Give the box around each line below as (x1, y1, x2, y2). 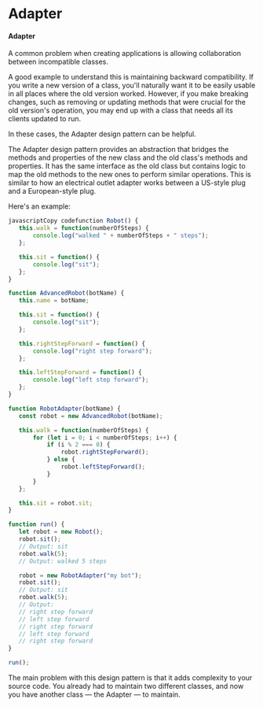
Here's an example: (8, 202, 71, 211)
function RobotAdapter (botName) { (8, 405, 122, 413)
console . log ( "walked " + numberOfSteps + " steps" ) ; (32, 231, 210, 240)
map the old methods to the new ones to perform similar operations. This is (8, 170, 251, 180)
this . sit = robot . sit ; (18, 499, 93, 507)
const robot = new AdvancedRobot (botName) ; (18, 412, 163, 420)
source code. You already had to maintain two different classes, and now (8, 682, 244, 691)
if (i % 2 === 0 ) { (46, 441, 111, 449)
